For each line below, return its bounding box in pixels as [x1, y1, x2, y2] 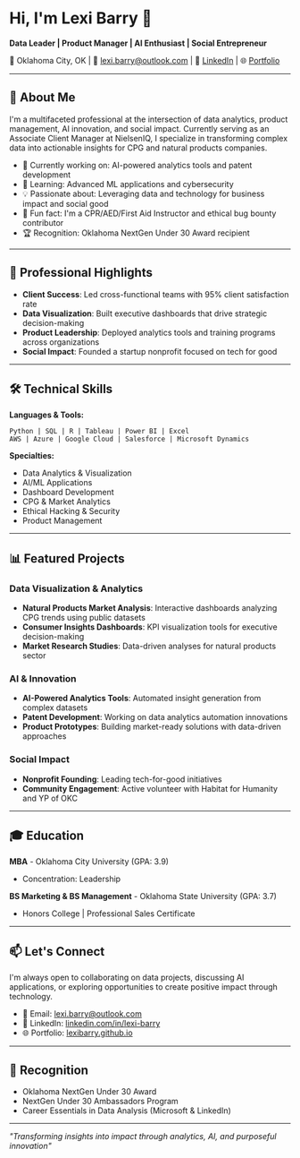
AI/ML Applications [21, 477, 93, 488]
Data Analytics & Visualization [21, 467, 132, 478]
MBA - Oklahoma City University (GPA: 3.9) [9, 856, 170, 867]
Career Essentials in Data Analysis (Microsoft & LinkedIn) [21, 1105, 232, 1116]
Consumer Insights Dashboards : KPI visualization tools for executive [21, 622, 279, 632]
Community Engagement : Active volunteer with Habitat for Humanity [21, 783, 279, 793]
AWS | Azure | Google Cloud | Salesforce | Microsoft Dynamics [9, 434, 250, 444]
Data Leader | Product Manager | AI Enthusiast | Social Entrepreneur [9, 38, 268, 48]
